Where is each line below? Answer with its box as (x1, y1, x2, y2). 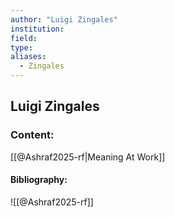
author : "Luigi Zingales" (10, 14, 118, 25)
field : (10, 33, 38, 43)
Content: (10, 128, 55, 142)
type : (10, 42, 33, 53)
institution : (10, 24, 65, 34)
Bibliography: (10, 174, 68, 186)
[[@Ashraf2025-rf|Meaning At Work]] (10, 151, 166, 163)
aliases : (10, 52, 47, 62)
